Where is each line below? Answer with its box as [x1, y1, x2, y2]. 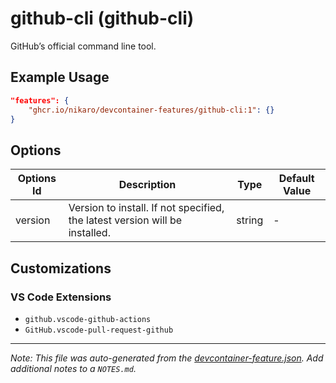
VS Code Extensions [10, 290, 112, 304]
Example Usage [10, 69, 110, 86]
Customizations [10, 260, 112, 277]
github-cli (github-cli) [10, 7, 195, 30]
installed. [68, 226, 111, 240]
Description [118, 178, 177, 192]
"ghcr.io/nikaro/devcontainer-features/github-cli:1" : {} [28, 105, 275, 115]
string [236, 213, 264, 227]
